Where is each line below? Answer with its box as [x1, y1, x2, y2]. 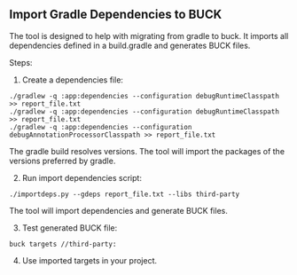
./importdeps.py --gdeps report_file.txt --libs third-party [9, 190, 240, 199]
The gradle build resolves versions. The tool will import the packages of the [9, 145, 285, 156]
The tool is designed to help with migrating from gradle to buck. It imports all [9, 30, 289, 41]
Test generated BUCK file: [21, 222, 118, 233]
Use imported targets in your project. [21, 255, 158, 265]
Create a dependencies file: [21, 75, 124, 85]
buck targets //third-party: [9, 240, 117, 248]
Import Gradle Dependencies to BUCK [9, 7, 223, 22]
